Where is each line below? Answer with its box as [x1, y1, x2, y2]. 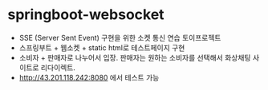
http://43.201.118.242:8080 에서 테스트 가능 [18, 72, 160, 82]
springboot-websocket [7, 6, 165, 24]
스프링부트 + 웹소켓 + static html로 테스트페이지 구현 [18, 42, 185, 53]
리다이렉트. [40, 62, 75, 72]
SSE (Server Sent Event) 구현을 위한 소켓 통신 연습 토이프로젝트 [18, 33, 221, 42]
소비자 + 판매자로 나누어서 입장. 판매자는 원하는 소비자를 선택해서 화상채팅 [18, 53, 251, 62]
